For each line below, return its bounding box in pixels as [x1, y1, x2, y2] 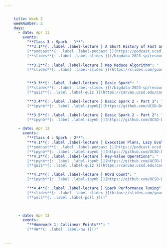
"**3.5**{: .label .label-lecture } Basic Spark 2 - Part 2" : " [26, 113, 164, 118]
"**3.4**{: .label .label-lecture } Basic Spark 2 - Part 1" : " [26, 99, 164, 104]
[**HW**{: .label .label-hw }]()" [26, 227, 99, 232]
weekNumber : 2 [13, 21, 43, 26]
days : [13, 25, 25, 30]
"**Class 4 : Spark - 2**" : [26, 135, 85, 140]
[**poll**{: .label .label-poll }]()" [26, 195, 108, 200]
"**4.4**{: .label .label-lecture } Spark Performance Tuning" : [26, 186, 164, 191]
